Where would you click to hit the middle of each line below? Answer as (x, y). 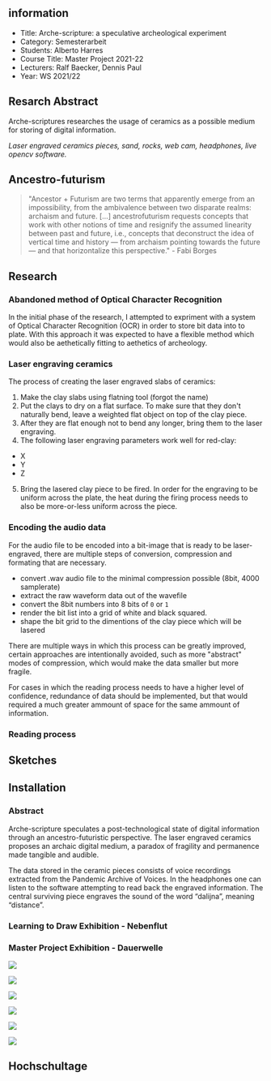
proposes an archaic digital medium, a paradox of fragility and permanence (134, 846)
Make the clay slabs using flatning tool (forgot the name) (114, 398)
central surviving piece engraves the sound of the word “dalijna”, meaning (131, 896)
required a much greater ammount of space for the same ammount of (124, 704)
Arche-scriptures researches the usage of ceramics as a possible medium (132, 121)
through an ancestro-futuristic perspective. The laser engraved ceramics (130, 837)
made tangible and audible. (54, 855)
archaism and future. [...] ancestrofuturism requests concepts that (138, 216)
